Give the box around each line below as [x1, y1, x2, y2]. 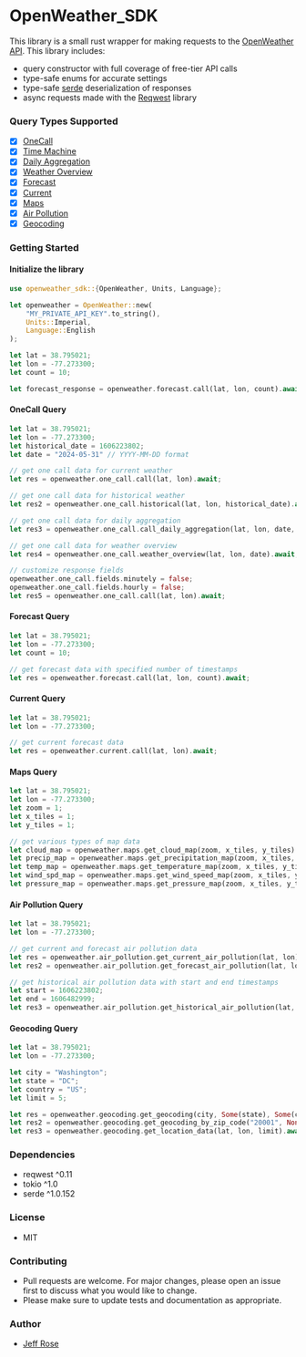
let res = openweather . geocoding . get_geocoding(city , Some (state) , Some [9, 1110, 291, 1119]
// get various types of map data [9, 836, 141, 846]
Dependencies [9, 1148, 76, 1161]
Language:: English [25, 326, 96, 336]
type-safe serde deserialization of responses [22, 82, 192, 93]
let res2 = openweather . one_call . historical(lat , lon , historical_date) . [9, 500, 296, 509]
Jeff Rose [22, 1338, 59, 1350]
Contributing [9, 1255, 67, 1268]
